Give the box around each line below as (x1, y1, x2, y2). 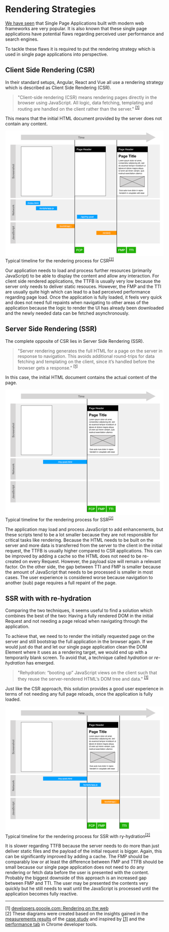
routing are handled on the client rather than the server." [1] (17, 105, 140, 112)
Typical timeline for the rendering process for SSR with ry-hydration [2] (5, 832, 150, 839)
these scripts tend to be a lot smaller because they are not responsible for (5, 531, 158, 537)
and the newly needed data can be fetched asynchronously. (5, 310, 130, 316)
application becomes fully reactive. (5, 891, 78, 897)
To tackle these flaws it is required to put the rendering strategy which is (5, 46, 155, 52)
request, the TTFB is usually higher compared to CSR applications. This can (5, 547, 162, 553)
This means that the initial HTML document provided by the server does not (5, 116, 162, 122)
